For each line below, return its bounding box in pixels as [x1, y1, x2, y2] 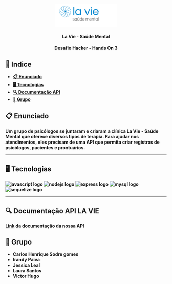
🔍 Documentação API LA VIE [5, 207, 100, 215]
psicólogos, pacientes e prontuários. [5, 144, 85, 150]
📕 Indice [5, 59, 32, 68]
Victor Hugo [12, 273, 39, 279]
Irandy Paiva [12, 257, 40, 263]
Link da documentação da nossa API [5, 222, 84, 229]
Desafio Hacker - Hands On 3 [54, 45, 118, 51]
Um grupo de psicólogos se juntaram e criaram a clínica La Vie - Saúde [5, 128, 159, 134]
